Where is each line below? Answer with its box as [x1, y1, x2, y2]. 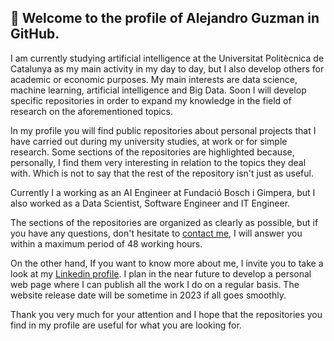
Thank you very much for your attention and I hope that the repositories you [10, 308, 323, 320]
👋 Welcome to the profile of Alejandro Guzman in [10, 10, 320, 27]
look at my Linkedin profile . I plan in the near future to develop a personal [10, 267, 312, 280]
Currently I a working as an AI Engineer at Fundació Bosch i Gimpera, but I [10, 186, 316, 198]
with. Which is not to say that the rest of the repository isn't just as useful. [10, 167, 314, 179]
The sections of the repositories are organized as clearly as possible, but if [10, 216, 319, 228]
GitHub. [10, 26, 60, 43]
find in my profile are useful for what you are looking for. [10, 319, 242, 331]
